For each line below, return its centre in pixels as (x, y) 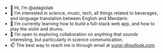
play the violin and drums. (37, 29)
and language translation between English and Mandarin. (69, 18)
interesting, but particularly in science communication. (67, 39)
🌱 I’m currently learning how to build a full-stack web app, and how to (82, 23)
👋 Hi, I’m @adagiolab (32, 8)
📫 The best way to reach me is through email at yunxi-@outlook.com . (83, 45)
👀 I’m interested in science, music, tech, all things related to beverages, (84, 13)
